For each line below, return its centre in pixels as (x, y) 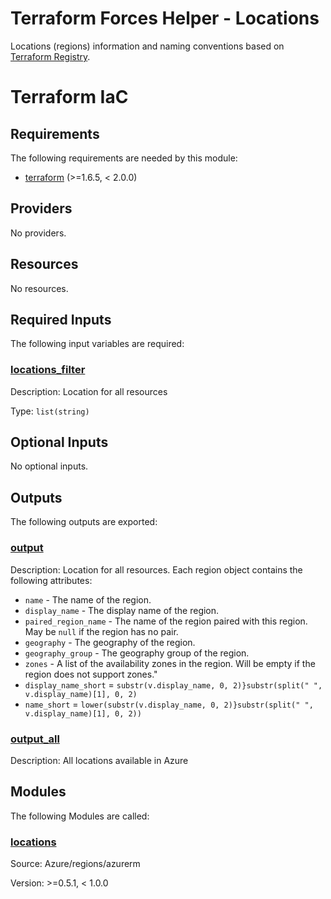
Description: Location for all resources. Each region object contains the (156, 569)
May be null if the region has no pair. (101, 631)
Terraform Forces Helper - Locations (165, 18)
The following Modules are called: (80, 816)
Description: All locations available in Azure (99, 760)
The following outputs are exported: (84, 522)
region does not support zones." (91, 674)
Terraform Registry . (50, 56)
